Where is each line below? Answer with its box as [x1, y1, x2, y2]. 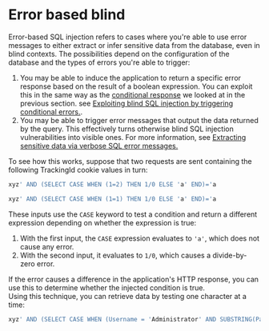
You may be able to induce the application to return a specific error [19, 73, 242, 82]
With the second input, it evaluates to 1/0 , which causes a [19, 250, 211, 260]
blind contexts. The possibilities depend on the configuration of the [8, 49, 230, 58]
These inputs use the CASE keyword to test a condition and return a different [8, 209, 258, 219]
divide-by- [211, 250, 247, 260]
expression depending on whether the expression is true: [8, 217, 197, 227]
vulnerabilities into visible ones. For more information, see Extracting [19, 132, 247, 142]
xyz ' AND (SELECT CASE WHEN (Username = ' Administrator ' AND [8, 315, 217, 323]
